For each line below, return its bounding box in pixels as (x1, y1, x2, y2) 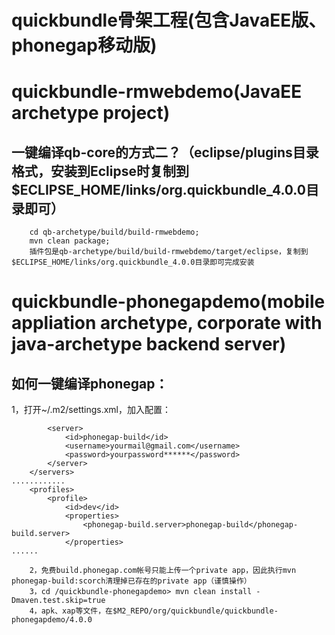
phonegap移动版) (11, 34, 158, 57)
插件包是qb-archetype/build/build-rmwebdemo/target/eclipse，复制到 (29, 247, 309, 257)
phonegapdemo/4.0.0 (11, 615, 93, 625)
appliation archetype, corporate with (11, 312, 323, 335)
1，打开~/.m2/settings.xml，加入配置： (11, 404, 172, 416)
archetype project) (11, 102, 171, 125)
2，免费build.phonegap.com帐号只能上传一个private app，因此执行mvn (29, 566, 297, 576)
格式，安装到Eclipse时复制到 (11, 162, 190, 180)
